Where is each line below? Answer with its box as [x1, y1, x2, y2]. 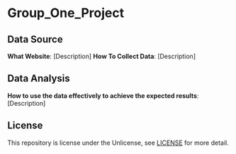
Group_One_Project [7, 5, 125, 21]
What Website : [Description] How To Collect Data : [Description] [7, 52, 196, 60]
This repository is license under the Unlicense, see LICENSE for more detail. [7, 138, 229, 147]
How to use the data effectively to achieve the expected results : [7, 91, 199, 100]
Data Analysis [7, 72, 71, 84]
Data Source [7, 33, 63, 45]
